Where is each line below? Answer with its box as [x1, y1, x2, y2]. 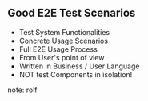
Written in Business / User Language [18, 61, 140, 71]
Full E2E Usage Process [18, 44, 98, 54]
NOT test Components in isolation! [18, 69, 133, 79]
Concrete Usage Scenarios [18, 36, 109, 45]
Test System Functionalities [18, 27, 110, 37]
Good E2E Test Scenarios [7, 6, 136, 20]
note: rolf [7, 85, 38, 95]
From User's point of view [18, 52, 105, 62]
